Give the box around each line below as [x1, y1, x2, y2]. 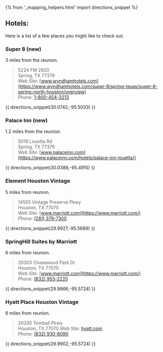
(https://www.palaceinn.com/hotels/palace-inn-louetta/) [17, 155, 136, 161]
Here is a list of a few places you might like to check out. [5, 33, 124, 39]
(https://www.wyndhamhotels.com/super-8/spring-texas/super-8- [17, 83, 158, 90]
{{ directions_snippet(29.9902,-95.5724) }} [5, 341, 96, 347]
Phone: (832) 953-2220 [17, 276, 68, 282]
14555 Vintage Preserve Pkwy [17, 199, 81, 205]
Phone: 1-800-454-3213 [17, 94, 69, 100]
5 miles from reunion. [5, 189, 50, 195]
